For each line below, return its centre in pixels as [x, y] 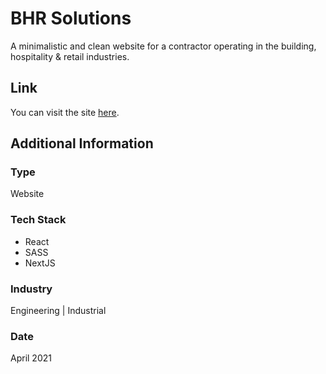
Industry [31, 289]
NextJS [40, 263]
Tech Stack [38, 220]
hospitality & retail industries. [70, 56]
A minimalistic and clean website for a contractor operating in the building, [163, 46]
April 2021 [31, 358]
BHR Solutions [71, 18]
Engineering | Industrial [58, 311]
